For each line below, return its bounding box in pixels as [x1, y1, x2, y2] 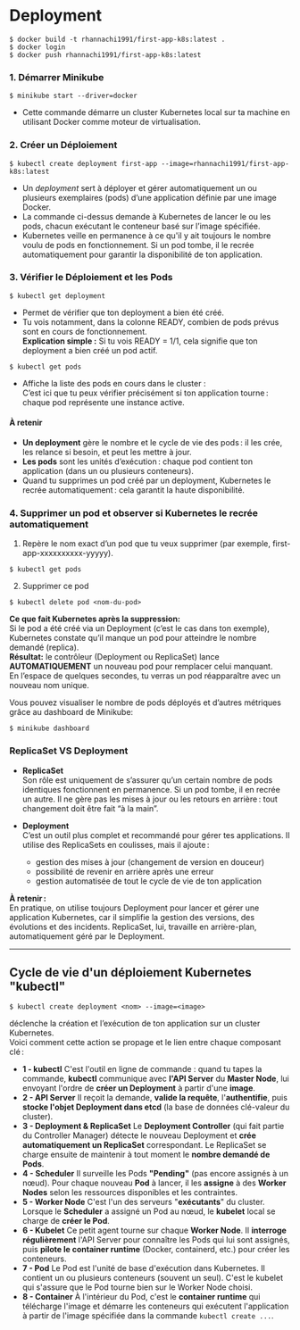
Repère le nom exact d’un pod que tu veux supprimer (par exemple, [21, 538, 271, 549]
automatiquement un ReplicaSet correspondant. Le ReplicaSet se [21, 1140, 267, 1151]
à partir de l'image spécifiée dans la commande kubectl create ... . [21, 1310, 274, 1321]
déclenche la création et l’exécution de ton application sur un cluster [9, 1018, 261, 1029]
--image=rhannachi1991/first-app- [161, 159, 290, 168]
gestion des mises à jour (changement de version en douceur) [35, 856, 265, 867]
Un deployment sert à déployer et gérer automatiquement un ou [21, 182, 257, 193]
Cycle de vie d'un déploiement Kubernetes [9, 965, 252, 980]
